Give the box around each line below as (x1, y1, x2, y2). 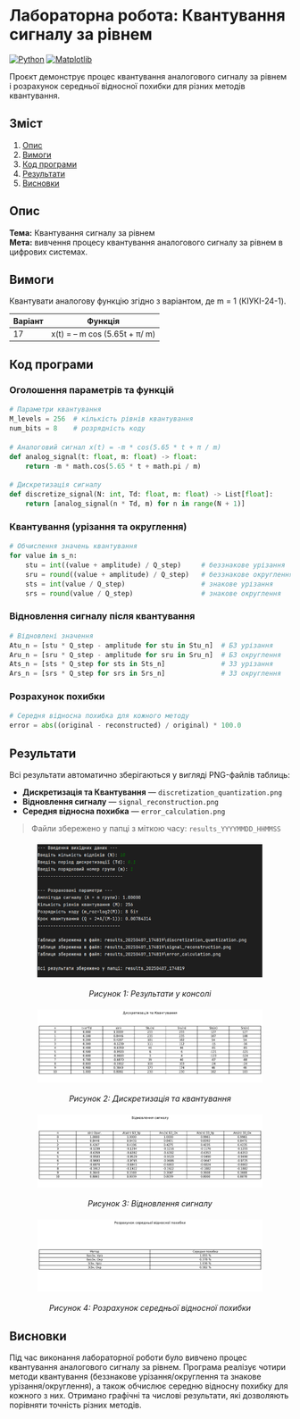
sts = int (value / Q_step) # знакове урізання (25, 580, 274, 588)
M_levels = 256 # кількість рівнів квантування (9, 414, 194, 424)
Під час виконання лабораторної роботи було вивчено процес (9, 1352, 247, 1363)
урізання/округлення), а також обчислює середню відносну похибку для (9, 1381, 288, 1391)
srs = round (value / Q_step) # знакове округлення (25, 588, 281, 598)
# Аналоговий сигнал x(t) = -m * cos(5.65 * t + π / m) (9, 443, 221, 452)
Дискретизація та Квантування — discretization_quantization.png (21, 787, 283, 797)
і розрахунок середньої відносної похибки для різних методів (9, 80, 246, 91)
